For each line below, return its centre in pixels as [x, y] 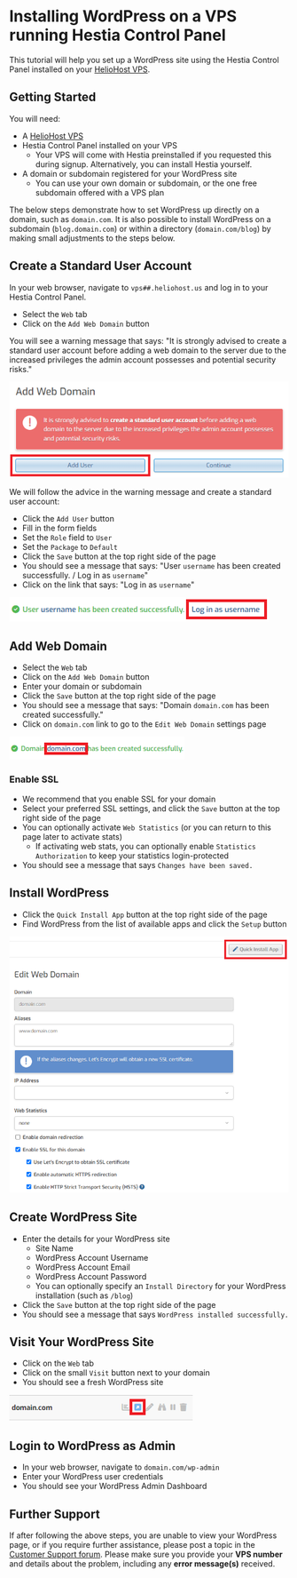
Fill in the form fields [59, 528]
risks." [21, 369]
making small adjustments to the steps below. [92, 238]
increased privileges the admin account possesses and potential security [143, 359]
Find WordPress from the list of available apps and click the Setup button [154, 924]
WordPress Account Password [91, 1276]
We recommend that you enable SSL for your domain [119, 799]
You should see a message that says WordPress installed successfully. [156, 1314]
